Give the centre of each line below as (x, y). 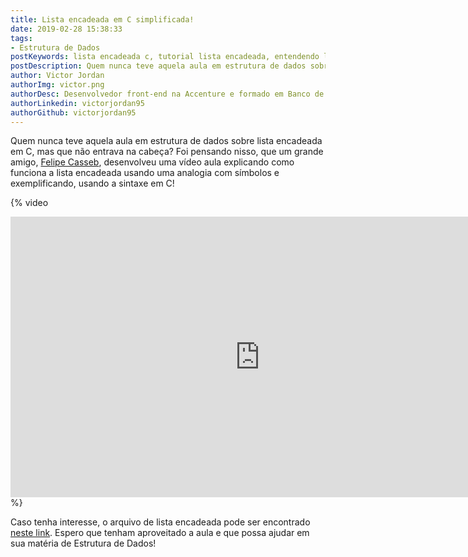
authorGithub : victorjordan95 (73, 112)
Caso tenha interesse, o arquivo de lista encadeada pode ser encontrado (160, 522)
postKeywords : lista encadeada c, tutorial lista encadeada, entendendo (165, 57)
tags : (21, 38)
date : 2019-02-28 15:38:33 (66, 29)
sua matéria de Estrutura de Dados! (83, 543)
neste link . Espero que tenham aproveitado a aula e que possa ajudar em (160, 533)
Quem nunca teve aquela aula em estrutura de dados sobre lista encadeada (166, 141)
